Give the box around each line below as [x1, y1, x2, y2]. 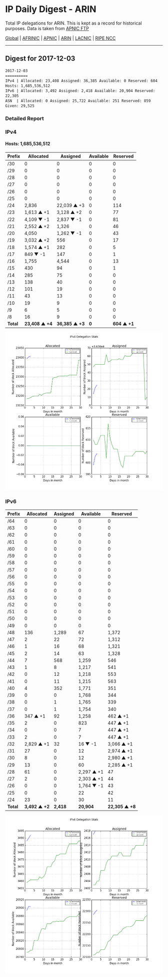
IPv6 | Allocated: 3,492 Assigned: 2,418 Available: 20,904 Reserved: [5, 88, 155, 93]
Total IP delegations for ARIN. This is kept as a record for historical [5, 20, 142, 26]
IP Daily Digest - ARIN [5, 4, 96, 15]
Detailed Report [5, 115, 44, 122]
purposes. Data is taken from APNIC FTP [5, 25, 89, 31]
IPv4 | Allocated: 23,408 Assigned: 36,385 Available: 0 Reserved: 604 [5, 78, 157, 83]
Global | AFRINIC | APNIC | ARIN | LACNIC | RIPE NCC [5, 35, 116, 41]
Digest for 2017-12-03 [5, 54, 75, 63]
